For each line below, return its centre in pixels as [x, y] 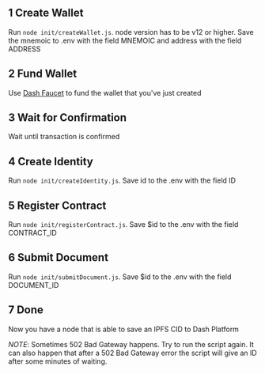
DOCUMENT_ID [34, 285]
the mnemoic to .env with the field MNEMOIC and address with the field [125, 40]
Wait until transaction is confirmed [64, 137]
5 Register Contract [57, 205]
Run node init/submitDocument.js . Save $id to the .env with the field [120, 277]
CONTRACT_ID [32, 233]
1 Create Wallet [46, 13]
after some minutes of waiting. [58, 361]
